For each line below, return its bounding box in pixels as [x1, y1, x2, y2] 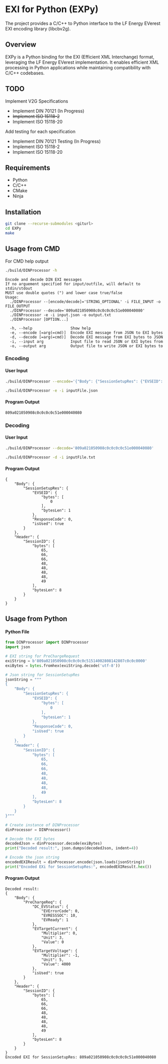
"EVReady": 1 [41, 917, 69, 922]
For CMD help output [5, 258, 49, 264]
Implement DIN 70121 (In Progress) [12, 108, 85, 114]
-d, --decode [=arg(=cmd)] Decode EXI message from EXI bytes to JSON [10, 334, 163, 339]
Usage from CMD [5, 244, 60, 253]
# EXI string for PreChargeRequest [5, 654, 80, 659]
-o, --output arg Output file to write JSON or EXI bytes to [10, 343, 163, 349]
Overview [5, 40, 37, 49]
